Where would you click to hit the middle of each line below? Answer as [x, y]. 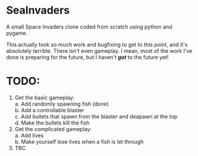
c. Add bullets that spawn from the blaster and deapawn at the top [96, 116]
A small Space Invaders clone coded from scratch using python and [89, 27]
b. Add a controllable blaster [49, 110]
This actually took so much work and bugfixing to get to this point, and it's [97, 44]
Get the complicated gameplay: [53, 129]
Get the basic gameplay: [45, 97]
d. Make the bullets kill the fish [52, 123]
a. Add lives [29, 135]
